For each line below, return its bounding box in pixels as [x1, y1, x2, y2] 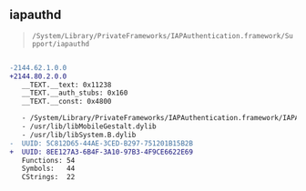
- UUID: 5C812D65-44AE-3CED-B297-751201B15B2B [9, 138, 194, 148]
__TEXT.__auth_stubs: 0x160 [21, 88, 128, 98]
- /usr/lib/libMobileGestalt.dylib [21, 122, 157, 131]
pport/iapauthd [31, 39, 90, 48]
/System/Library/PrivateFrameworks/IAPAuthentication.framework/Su [31, 31, 293, 40]
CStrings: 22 [21, 173, 76, 182]
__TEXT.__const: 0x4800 [21, 97, 112, 106]
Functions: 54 [21, 156, 76, 165]
